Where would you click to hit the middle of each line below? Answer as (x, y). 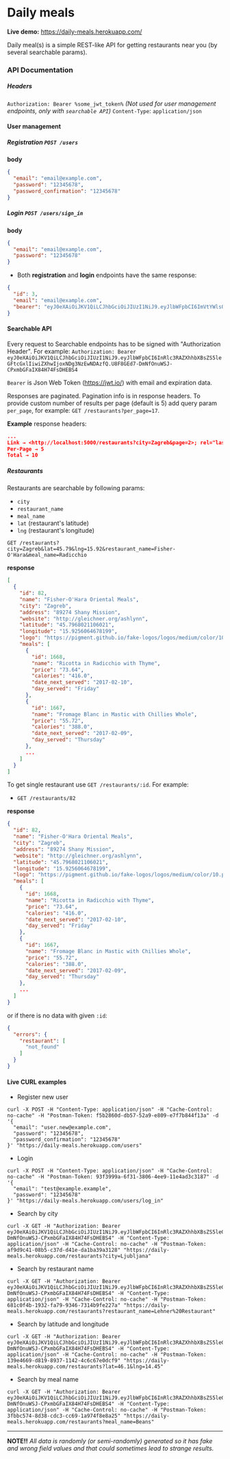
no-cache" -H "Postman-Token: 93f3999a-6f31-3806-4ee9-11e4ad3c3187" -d (113, 1177)
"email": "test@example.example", (62, 1189)
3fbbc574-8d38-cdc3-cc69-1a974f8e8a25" (64, 1416)
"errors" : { (30, 1034)
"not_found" (42, 1047)
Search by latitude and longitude (63, 1324)
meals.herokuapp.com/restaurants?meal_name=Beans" (81, 1422)
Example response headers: (47, 424)
